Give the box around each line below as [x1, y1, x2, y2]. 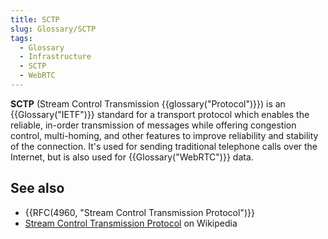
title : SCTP [10, 14, 60, 25]
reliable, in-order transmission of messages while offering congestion [10, 119, 297, 131]
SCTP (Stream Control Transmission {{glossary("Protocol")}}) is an [10, 97, 286, 110]
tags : [10, 33, 33, 43]
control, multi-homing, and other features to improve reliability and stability [10, 129, 319, 141]
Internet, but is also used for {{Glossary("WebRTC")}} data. [10, 151, 254, 163]
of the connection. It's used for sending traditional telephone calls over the [10, 140, 318, 152]
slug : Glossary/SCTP [10, 24, 97, 34]
